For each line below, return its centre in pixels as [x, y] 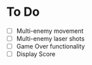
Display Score [36, 54]
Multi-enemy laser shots [50, 39]
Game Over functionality [50, 47]
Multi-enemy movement [50, 31]
